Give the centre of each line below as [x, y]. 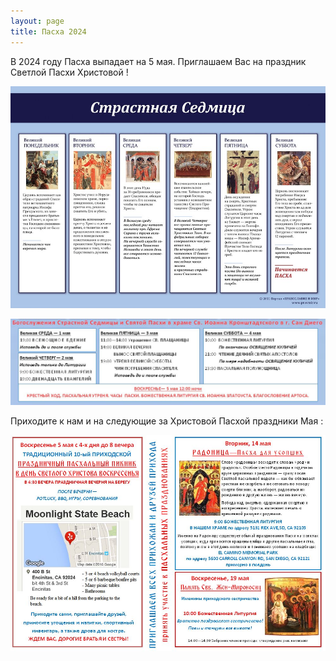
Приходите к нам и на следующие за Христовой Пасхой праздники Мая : [167, 421]
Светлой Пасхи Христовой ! [69, 72]
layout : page [37, 21]
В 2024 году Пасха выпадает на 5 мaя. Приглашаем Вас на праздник [158, 61]
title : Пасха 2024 [48, 31]
